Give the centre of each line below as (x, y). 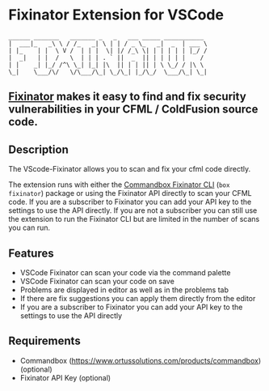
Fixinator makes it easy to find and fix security (127, 97)
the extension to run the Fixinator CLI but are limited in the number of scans (134, 219)
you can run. (29, 227)
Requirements (44, 341)
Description (38, 149)
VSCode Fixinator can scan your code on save (97, 281)
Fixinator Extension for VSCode (116, 15)
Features (31, 253)
